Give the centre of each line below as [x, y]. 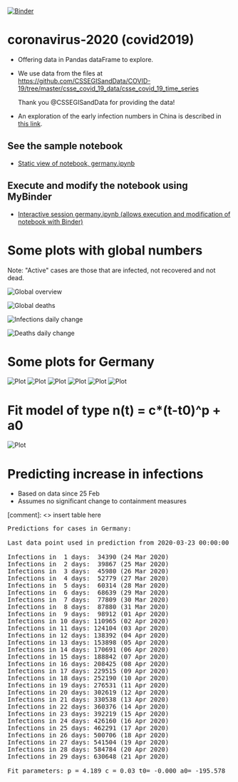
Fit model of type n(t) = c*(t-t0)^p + [114, 410]
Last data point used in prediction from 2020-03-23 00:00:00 [118, 543]
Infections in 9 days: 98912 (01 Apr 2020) [88, 614]
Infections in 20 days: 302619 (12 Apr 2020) [88, 693]
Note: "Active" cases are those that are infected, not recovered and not [112, 270]
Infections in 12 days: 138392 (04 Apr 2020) [88, 636]
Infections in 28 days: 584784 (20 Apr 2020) [88, 750]
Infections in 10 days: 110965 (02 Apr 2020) [88, 621]
